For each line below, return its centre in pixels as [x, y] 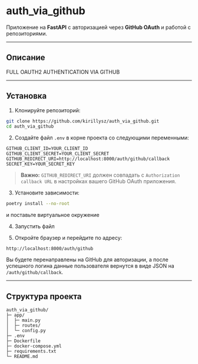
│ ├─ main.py [24, 320]
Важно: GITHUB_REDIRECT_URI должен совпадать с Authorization [100, 175]
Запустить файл [34, 226]
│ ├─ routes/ [24, 326]
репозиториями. [27, 33]
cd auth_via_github [30, 126]
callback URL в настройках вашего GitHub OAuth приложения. [98, 181]
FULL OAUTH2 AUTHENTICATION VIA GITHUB [63, 71]
